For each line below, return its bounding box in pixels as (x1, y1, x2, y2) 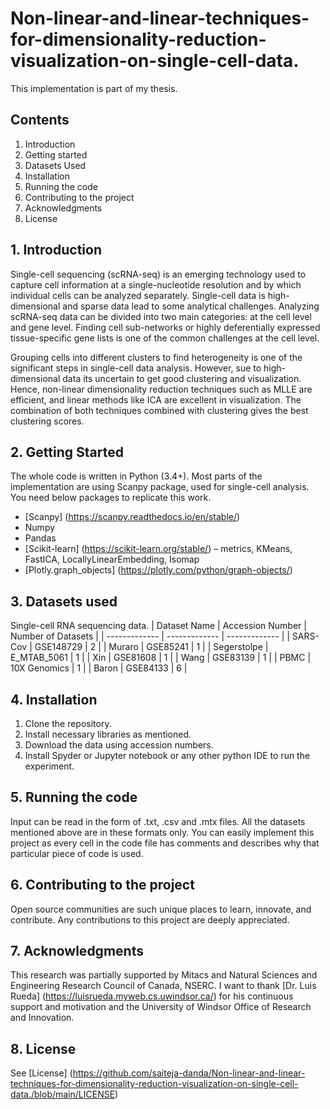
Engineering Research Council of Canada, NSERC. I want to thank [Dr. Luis (10, 980, 317, 992)
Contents (10, 112, 70, 129)
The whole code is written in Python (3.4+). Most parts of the (10, 470, 263, 482)
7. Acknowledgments (10, 943, 144, 960)
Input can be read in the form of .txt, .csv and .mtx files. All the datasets (10, 815, 306, 827)
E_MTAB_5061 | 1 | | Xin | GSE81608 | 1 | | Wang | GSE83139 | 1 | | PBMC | (10, 652, 312, 664)
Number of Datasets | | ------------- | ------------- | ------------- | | (10, 630, 290, 642)
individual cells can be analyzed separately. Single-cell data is (10, 289, 266, 301)
